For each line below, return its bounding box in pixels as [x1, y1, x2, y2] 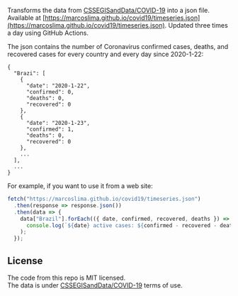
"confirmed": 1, [25, 126, 74, 133]
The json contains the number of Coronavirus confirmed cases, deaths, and [7, 43, 229, 50]
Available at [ [7, 13, 45, 22]
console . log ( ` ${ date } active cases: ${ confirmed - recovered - [25, 221, 217, 229]
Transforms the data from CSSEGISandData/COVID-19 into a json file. [7, 6, 210, 14]
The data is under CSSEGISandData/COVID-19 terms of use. [7, 280, 183, 290]
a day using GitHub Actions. [7, 28, 89, 37]
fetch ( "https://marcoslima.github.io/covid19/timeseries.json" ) [7, 195, 201, 202]
